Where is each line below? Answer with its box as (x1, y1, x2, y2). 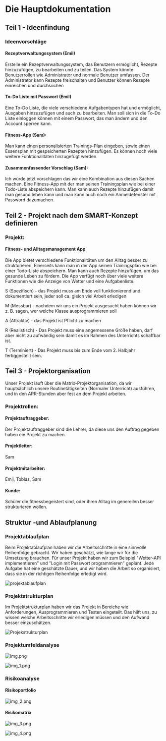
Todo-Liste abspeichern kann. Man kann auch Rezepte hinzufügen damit (5, 186, 154, 192)
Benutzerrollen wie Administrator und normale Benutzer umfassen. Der (5, 72, 150, 78)
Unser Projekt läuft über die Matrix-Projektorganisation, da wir (5, 380, 132, 386)
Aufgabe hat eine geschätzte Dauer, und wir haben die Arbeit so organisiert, (5, 566, 161, 571)
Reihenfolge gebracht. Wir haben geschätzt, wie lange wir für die (5, 550, 138, 556)
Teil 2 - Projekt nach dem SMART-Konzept (5, 211, 138, 220)
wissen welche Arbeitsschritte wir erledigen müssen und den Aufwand (5, 615, 150, 621)
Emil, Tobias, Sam (5, 476, 42, 482)
